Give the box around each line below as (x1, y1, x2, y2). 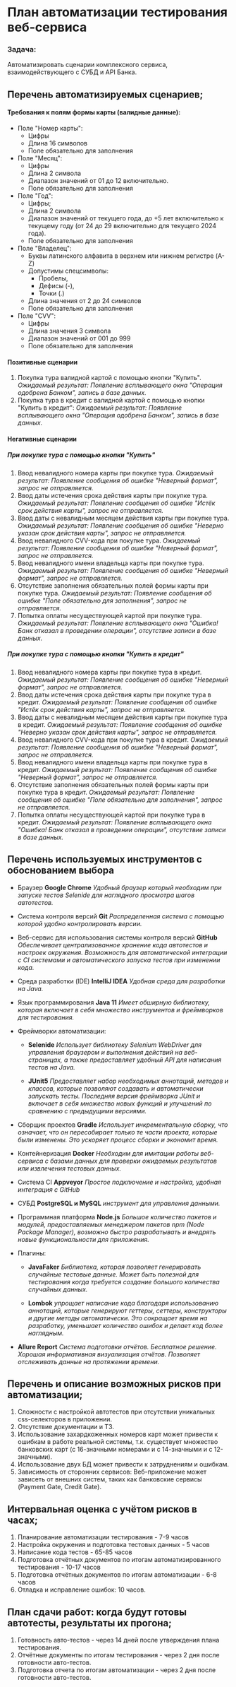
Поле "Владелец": (17, 244, 72, 253)
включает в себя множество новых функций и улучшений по (27, 1099, 212, 1108)
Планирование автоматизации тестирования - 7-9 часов (17, 1533, 189, 1541)
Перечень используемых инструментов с (7, 853, 202, 865)
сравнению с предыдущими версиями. (27, 1106, 147, 1115)
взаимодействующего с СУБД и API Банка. (7, 68, 137, 76)
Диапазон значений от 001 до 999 (27, 334, 131, 343)
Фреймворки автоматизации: (17, 1026, 106, 1035)
